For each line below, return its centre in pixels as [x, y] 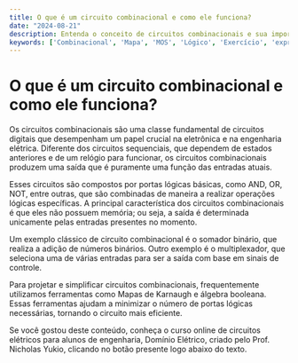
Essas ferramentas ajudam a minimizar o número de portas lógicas [131, 304]
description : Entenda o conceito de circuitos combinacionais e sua [138, 34]
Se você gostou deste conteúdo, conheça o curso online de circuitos [135, 330]
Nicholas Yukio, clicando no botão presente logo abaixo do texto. [128, 349]
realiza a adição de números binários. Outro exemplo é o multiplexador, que [147, 249]
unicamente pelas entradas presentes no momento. [103, 222]
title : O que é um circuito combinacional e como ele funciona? [130, 17]
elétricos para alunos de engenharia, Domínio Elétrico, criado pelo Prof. [140, 340]
